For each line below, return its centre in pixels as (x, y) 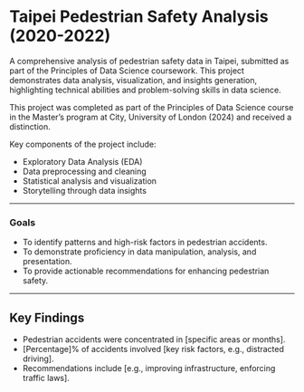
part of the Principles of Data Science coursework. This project (127, 71)
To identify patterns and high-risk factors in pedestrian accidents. (145, 243)
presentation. (47, 262)
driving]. (38, 359)
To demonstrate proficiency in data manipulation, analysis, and (139, 252)
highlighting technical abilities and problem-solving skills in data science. (146, 90)
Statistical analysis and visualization (89, 181)
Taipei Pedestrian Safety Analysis (139, 17)
